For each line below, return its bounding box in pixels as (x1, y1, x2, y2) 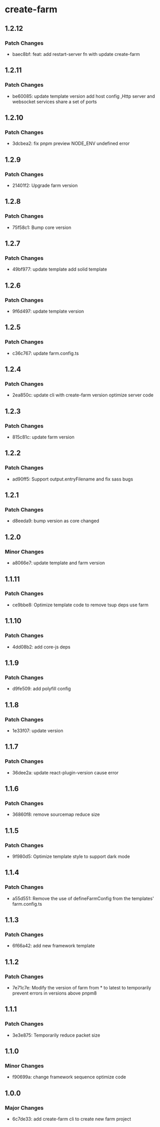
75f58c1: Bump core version (12, 224, 72, 231)
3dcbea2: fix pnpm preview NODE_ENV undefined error (12, 140, 130, 147)
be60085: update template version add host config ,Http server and (12, 93, 155, 99)
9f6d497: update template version (12, 308, 84, 314)
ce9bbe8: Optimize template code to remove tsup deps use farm (12, 602, 149, 608)
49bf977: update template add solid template (12, 266, 107, 273)
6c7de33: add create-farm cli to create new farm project (12, 1116, 131, 1122)
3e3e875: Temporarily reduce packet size (12, 1032, 100, 1038)
